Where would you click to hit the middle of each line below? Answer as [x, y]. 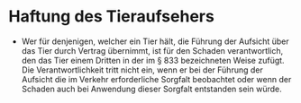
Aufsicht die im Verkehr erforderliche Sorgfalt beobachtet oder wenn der [156, 79]
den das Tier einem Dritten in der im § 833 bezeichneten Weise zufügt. [153, 60]
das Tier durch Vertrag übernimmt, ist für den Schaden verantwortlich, [152, 50]
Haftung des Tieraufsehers [112, 17]
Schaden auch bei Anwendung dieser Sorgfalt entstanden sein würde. [151, 89]
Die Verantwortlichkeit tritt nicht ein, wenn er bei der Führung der [142, 70]
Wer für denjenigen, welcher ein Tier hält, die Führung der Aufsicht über [155, 41]
